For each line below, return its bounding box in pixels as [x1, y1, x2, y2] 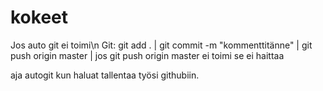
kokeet [10, 6, 69, 29]
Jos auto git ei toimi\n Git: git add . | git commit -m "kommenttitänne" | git [10, 39, 313, 51]
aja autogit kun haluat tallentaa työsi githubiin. [10, 69, 200, 81]
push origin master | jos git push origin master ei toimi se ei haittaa [10, 49, 285, 61]
